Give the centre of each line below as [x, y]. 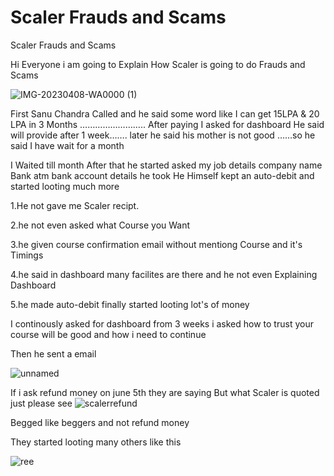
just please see [41, 403]
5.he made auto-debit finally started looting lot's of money [130, 304]
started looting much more [65, 186]
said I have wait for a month [67, 145]
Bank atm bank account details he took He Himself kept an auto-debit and [162, 175]
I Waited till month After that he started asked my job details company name [166, 165]
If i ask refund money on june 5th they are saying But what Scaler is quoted [165, 392]
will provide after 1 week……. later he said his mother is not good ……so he [163, 135]
